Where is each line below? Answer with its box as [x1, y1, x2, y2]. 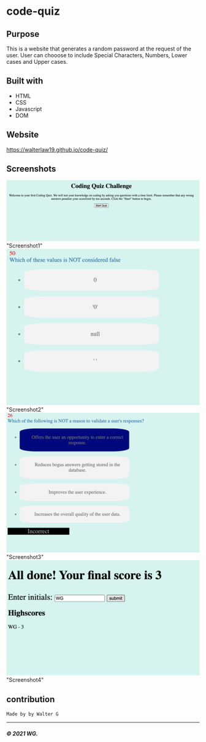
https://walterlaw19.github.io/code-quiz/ [6, 146, 109, 153]
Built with [6, 76, 44, 87]
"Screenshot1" [6, 242, 43, 249]
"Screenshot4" [6, 676, 44, 684]
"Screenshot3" [6, 553, 44, 560]
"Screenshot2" [6, 406, 44, 413]
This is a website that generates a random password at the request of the [6, 45, 192, 52]
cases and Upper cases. [6, 58, 68, 65]
